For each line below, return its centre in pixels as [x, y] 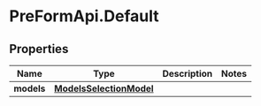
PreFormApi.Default [84, 16]
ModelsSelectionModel [104, 88]
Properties [39, 49]
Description [188, 74]
